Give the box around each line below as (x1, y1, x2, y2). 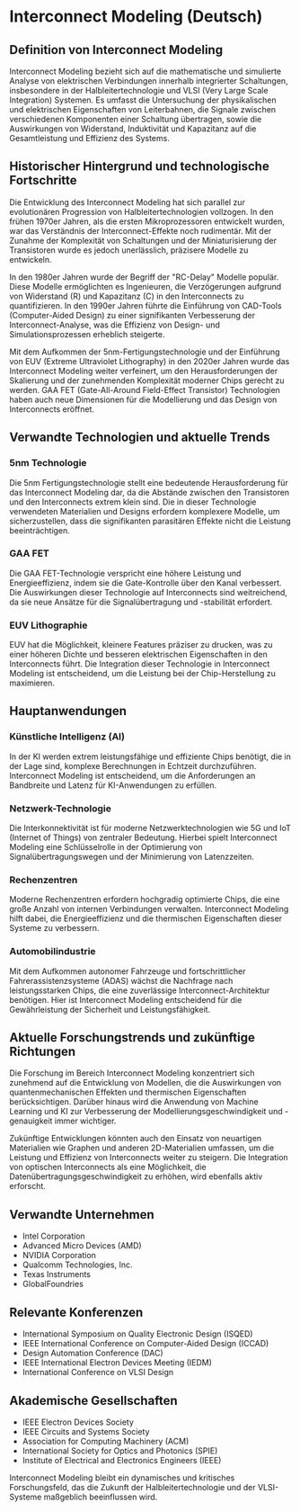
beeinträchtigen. (9, 524, 70, 536)
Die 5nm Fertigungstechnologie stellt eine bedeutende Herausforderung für (9, 477, 289, 487)
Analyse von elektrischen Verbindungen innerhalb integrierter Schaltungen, (9, 76, 289, 86)
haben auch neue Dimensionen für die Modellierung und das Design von (9, 394, 278, 405)
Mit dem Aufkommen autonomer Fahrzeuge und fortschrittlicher (9, 965, 246, 977)
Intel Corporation (22, 1230, 85, 1242)
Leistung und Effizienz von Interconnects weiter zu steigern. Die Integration (9, 1152, 289, 1163)
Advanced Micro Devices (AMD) (22, 1240, 142, 1251)
